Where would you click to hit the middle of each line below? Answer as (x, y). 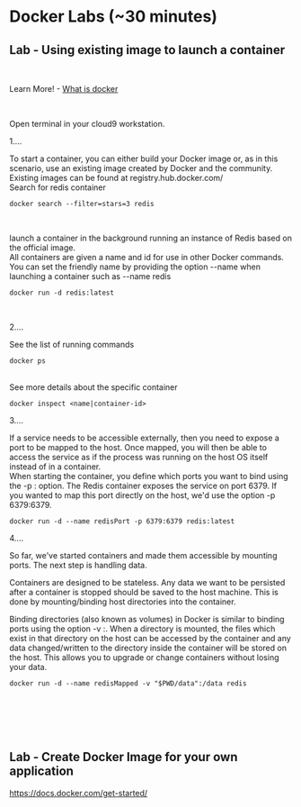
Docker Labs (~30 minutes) (114, 17)
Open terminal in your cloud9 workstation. (87, 124)
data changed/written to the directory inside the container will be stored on (148, 648)
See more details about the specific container (93, 387)
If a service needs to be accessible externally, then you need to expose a (145, 438)
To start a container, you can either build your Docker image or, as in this (144, 159)
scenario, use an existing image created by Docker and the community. (141, 168)
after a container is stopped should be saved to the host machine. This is (144, 592)
